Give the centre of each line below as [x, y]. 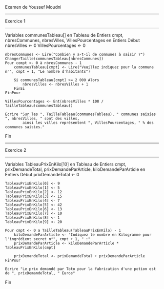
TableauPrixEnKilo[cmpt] [30, 248]
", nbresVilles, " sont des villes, [42, 119]
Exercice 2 [16, 150]
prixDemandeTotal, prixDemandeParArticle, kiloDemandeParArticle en [75, 169]
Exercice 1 [15, 21]
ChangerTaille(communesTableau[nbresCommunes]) [54, 59]
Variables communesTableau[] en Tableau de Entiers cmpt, [64, 35]
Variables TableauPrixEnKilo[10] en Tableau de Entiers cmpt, [66, 164]
